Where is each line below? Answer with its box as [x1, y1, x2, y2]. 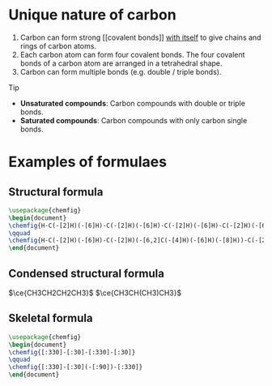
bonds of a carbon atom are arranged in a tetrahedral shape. [19, 58, 223, 68]
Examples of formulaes [8, 152, 168, 171]
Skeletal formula [8, 311, 93, 325]
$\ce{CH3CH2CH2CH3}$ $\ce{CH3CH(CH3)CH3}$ [8, 288, 182, 298]
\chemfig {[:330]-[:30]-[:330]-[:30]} [8, 348, 136, 356]
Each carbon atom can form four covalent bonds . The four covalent [19, 49, 245, 59]
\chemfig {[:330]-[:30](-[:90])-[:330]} [8, 363, 143, 371]
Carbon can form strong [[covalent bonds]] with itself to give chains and [19, 32, 261, 42]
